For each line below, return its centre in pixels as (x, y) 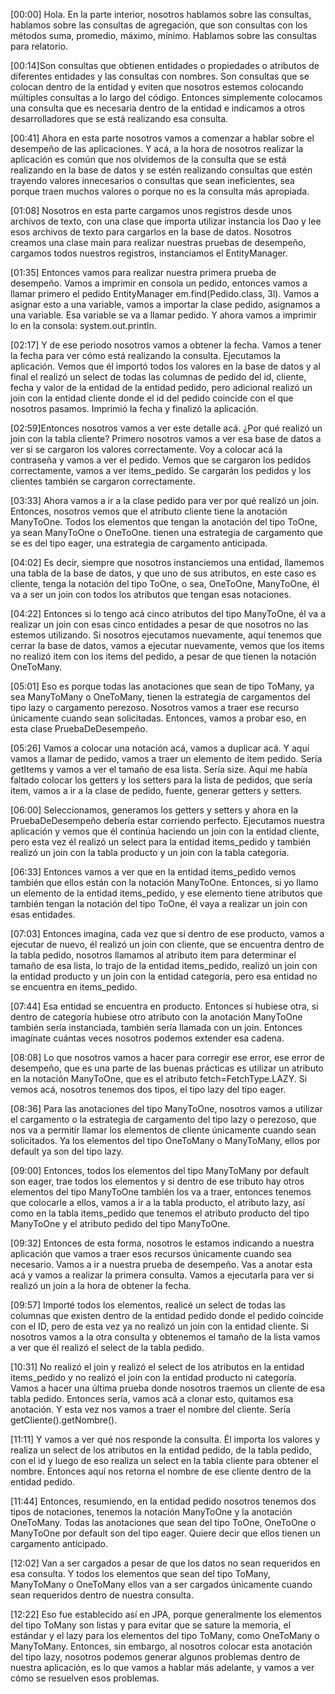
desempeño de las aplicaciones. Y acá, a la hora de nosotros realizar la (157, 148)
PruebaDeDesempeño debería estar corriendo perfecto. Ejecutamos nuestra (167, 820)
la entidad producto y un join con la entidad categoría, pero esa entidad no (164, 976)
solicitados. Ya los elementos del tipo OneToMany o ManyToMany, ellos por (165, 1140)
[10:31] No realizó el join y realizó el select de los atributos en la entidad (157, 1367)
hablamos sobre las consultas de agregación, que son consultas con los (159, 25)
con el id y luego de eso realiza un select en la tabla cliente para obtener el (164, 1460)
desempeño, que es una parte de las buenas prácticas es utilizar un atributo (167, 1068)
